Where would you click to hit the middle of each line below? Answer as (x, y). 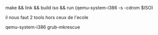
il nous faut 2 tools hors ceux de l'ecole (47, 17)
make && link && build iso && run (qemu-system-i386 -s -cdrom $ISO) (79, 8)
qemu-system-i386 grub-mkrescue (43, 27)
